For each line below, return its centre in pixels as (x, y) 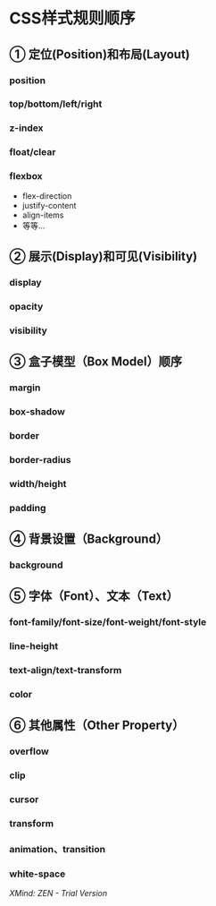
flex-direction (47, 196)
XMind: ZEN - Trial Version (58, 893)
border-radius (40, 459)
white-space (37, 874)
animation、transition (57, 850)
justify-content (49, 205)
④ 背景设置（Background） (88, 539)
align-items (43, 215)
